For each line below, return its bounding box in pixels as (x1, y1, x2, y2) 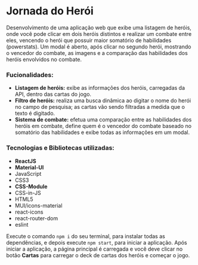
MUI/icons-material (14, 202, 63, 209)
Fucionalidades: (6, 71, 54, 79)
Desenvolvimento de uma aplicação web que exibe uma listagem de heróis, (6, 24, 192, 31)
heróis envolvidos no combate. (6, 56, 82, 63)
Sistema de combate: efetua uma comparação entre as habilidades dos (14, 116, 192, 123)
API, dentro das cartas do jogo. (14, 91, 91, 98)
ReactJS (14, 157, 37, 165)
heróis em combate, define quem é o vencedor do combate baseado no (14, 123, 192, 130)
